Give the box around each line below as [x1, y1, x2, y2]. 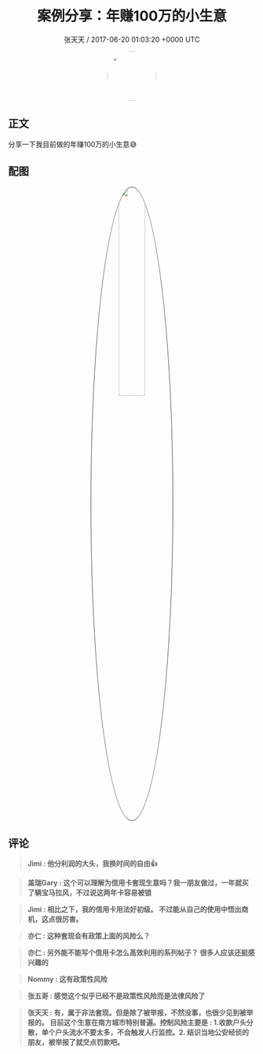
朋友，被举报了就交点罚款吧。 [27, 1037, 124, 1047]
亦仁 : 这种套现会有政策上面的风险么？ [27, 931, 151, 941]
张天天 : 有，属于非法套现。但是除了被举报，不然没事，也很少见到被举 [27, 1008, 254, 1018]
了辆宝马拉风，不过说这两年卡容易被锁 [27, 888, 152, 897]
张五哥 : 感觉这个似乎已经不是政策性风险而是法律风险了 [27, 991, 206, 1000]
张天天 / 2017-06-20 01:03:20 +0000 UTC [64, 35, 200, 44]
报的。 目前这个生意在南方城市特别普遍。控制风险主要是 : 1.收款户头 [27, 1018, 247, 1027]
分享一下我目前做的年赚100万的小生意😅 [8, 139, 137, 149]
